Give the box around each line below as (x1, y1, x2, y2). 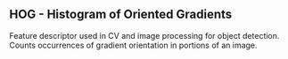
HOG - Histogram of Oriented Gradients (9, 7, 233, 22)
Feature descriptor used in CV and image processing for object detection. (9, 30, 280, 41)
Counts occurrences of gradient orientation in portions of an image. (9, 40, 258, 50)
